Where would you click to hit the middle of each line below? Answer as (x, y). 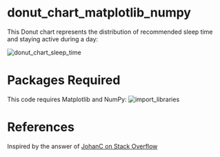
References (41, 127)
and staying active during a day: (53, 39)
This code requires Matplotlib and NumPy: (67, 99)
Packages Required (64, 80)
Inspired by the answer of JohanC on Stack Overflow (82, 146)
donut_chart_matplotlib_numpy (99, 13)
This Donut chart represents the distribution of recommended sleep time (110, 32)
